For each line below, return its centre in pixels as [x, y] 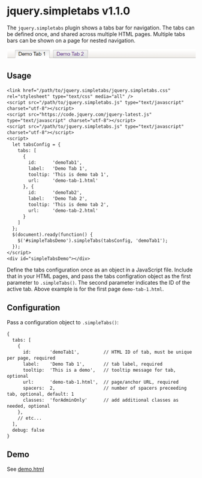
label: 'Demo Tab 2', [58, 198]
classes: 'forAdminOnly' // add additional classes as [101, 400]
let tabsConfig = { [37, 144]
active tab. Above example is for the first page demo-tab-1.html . [85, 289]
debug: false [28, 430]
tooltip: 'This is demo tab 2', [69, 204]
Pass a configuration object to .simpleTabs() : [63, 322]
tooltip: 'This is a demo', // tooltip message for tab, [99, 370]
